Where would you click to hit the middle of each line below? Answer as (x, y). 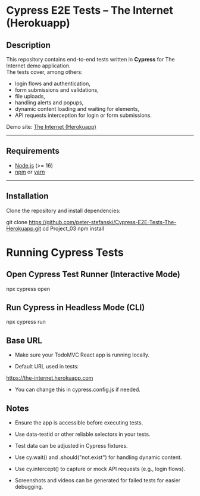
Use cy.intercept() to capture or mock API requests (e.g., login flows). (100, 469)
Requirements (33, 151)
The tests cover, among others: (44, 72)
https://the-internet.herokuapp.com (50, 378)
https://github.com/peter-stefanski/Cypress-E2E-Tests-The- (103, 222)
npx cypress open (28, 289)
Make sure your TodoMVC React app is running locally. (82, 355)
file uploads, (30, 96)
